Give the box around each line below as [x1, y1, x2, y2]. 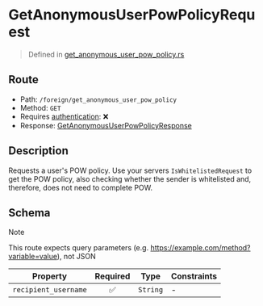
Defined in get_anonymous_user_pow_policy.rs [27, 49, 185, 59]
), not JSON [56, 252, 96, 262]
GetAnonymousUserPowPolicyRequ [8, 6, 256, 24]
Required [94, 270, 131, 282]
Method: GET [19, 103, 61, 112]
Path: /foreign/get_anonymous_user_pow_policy [19, 94, 177, 104]
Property [31, 270, 67, 282]
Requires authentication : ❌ [19, 111, 109, 121]
